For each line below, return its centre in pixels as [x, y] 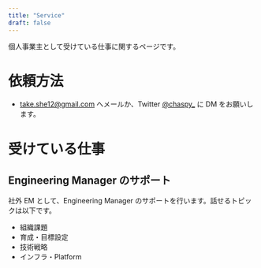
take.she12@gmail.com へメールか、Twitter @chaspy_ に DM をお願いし [136, 104]
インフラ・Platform [50, 257]
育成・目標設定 [44, 237]
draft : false [30, 23]
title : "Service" [37, 15]
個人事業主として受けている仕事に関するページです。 [94, 46]
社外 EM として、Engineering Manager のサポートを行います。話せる [119, 201]
